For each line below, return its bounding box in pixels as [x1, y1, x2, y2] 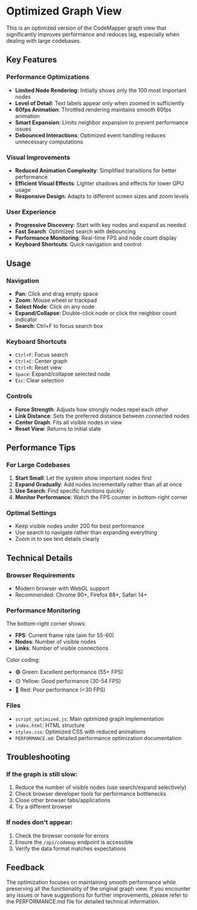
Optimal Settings [6, 509, 57, 517]
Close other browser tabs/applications [15, 797, 111, 804]
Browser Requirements [6, 571, 76, 579]
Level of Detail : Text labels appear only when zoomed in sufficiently [15, 99, 184, 106]
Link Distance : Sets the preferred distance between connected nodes [15, 412, 190, 419]
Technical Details [6, 552, 73, 563]
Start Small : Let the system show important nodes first [15, 474, 152, 482]
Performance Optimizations [6, 73, 89, 81]
